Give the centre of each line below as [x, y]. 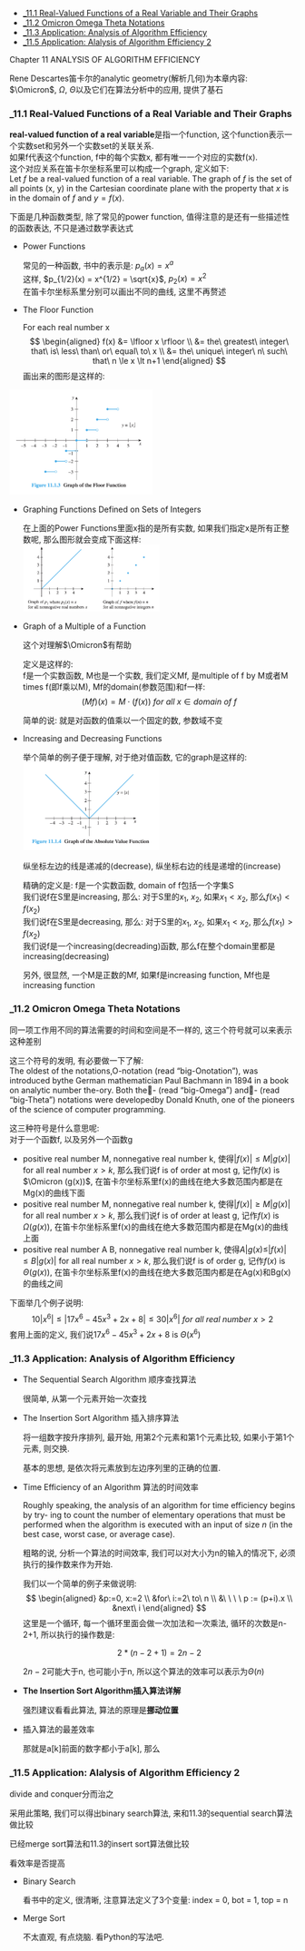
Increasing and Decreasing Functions [92, 739]
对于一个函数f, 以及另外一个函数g [71, 1139]
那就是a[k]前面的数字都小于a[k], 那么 [91, 1749]
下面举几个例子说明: [47, 1302]
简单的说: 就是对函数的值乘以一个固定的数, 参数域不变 [123, 721]
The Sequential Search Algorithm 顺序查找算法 [109, 1379]
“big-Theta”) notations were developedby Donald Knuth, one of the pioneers [152, 1099]
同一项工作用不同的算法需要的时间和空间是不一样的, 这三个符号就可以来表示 [151, 1030]
